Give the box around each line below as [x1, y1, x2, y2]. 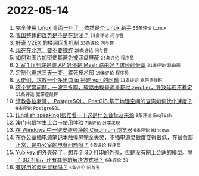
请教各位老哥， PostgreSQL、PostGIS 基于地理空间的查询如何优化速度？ [15, 97, 193, 104]
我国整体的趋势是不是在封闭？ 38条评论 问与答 [15, 31, 124, 39]
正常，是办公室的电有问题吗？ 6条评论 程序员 [15, 141, 122, 148]
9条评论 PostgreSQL [15, 105, 60, 111]
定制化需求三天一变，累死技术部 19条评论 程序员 [15, 69, 129, 76]
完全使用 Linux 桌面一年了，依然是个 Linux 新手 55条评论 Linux [15, 24, 167, 31]
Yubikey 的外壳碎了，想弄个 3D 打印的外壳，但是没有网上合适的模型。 [15, 149, 188, 156]
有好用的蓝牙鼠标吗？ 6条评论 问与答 [15, 163, 101, 171]
